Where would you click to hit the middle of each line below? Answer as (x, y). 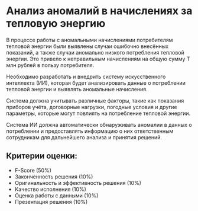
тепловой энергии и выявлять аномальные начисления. (77, 89)
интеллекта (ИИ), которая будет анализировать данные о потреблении (96, 83)
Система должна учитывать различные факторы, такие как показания (95, 100)
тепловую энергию (56, 23)
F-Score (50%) (33, 170)
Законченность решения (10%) (54, 177)
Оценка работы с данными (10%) (56, 195)
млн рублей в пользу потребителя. (50, 65)
